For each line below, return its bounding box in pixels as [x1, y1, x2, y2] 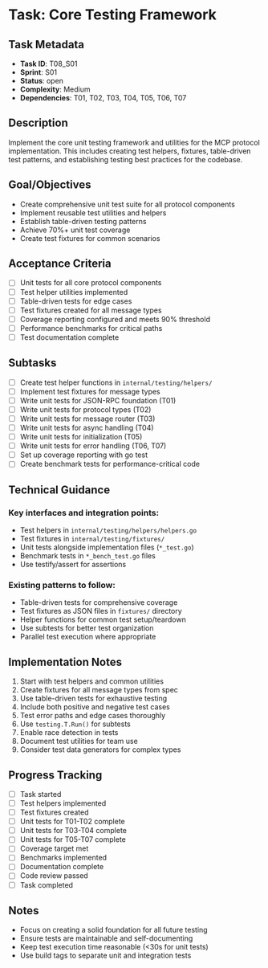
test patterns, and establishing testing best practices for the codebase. [8, 154, 243, 164]
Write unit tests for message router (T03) [19, 414, 156, 423]
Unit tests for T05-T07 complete [19, 835, 126, 844]
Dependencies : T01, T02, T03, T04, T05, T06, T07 [19, 93, 187, 102]
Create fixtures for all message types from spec [19, 685, 179, 695]
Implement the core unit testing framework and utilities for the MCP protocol [8, 137, 261, 147]
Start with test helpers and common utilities [19, 676, 164, 686]
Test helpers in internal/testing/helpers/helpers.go [19, 525, 197, 535]
